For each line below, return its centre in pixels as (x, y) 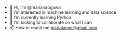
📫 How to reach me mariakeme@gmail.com (53, 28)
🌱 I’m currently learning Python (40, 17)
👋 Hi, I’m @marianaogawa (35, 7)
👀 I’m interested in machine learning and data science (63, 12)
